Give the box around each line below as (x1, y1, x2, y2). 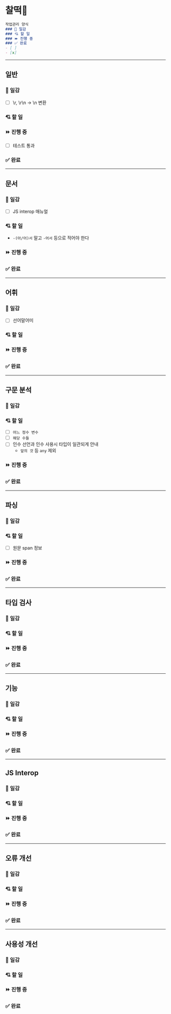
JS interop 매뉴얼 (12, 208, 48, 214)
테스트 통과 (12, 143, 35, 149)
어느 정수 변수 (12, 430, 39, 435)
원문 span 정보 (12, 545, 42, 551)
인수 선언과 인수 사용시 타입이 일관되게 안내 (12, 441, 99, 447)
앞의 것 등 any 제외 (20, 448, 56, 454)
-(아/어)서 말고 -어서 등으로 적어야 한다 (12, 235, 89, 241)
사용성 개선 (5, 940, 38, 948)
